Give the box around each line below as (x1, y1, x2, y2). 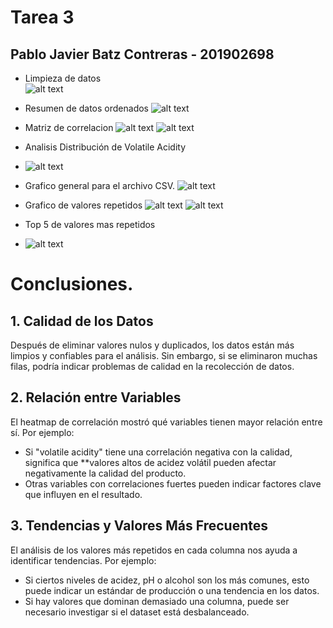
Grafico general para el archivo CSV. (24, 180, 176, 191)
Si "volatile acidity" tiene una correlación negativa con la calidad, (24, 446, 293, 458)
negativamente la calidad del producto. (24, 467, 187, 479)
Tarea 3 (10, 6, 75, 29)
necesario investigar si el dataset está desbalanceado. (24, 606, 250, 618)
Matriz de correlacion (24, 122, 114, 133)
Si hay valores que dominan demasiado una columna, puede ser (24, 595, 290, 607)
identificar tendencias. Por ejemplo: (10, 554, 157, 566)
